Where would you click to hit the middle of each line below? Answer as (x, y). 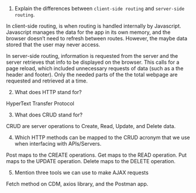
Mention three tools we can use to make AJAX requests (82, 173)
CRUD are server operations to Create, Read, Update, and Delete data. (91, 126)
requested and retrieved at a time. (47, 81)
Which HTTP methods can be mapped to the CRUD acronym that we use (102, 137)
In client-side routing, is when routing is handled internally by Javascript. (94, 26)
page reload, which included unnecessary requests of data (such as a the (95, 68)
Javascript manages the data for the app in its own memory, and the (88, 32)
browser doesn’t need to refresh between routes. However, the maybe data (97, 38)
